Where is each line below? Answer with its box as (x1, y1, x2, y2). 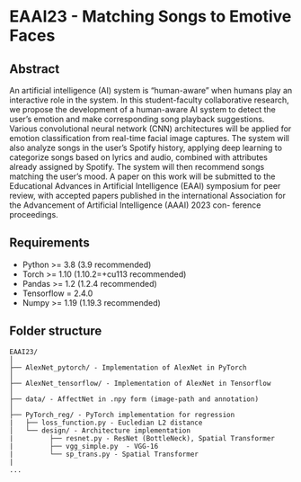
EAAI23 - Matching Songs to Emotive (9, 6, 292, 27)
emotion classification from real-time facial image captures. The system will (9, 133, 290, 143)
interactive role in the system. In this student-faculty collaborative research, (9, 94, 289, 105)
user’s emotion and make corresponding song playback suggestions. (9, 114, 265, 124)
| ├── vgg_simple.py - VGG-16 (9, 442, 159, 451)
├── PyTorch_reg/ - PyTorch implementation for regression (9, 410, 235, 419)
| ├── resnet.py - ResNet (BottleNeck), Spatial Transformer (9, 433, 276, 442)
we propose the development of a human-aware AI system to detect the (9, 104, 276, 114)
